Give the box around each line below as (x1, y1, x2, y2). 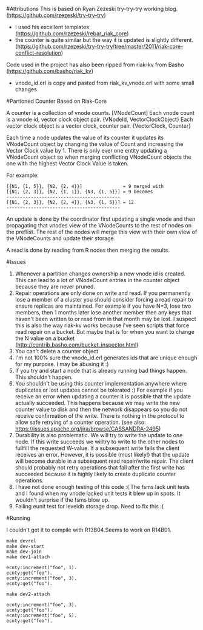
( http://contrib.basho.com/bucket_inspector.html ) (15, 341, 139, 348)
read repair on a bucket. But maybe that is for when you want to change (15, 328, 195, 335)
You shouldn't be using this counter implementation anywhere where (15, 380, 187, 387)
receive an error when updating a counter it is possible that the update (15, 393, 191, 400)
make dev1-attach (6, 554, 50, 560)
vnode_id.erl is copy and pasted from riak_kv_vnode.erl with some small (15, 79, 195, 86)
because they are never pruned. (15, 283, 96, 290)
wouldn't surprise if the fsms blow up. (15, 496, 110, 504)
